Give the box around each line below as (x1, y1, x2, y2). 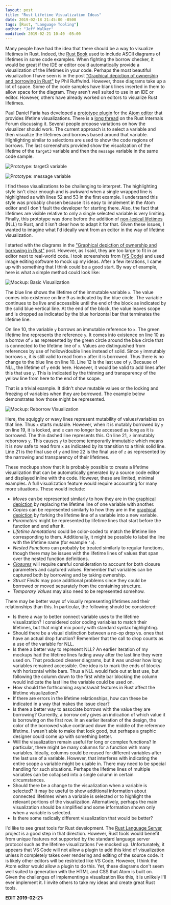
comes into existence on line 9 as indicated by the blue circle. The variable (5, 295, 162, 300)
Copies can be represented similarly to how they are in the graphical (12, 507, 157, 512)
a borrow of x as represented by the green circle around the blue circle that (5, 337, 163, 343)
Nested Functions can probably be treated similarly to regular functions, (12, 545, 164, 551)
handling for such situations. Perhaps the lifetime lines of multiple (12, 766, 151, 772)
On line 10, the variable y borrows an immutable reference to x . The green (5, 326, 160, 332)
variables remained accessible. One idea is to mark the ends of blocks (12, 663, 161, 669)
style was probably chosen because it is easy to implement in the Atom (5, 199, 155, 205)
